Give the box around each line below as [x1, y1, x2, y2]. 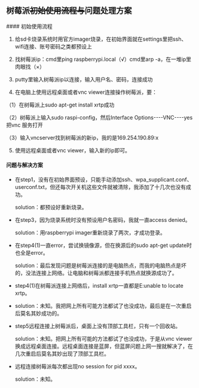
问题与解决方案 [6, 161, 43, 169]
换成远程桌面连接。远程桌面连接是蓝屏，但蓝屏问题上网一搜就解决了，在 [14, 343, 193, 350]
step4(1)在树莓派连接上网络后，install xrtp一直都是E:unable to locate [14, 282, 183, 289]
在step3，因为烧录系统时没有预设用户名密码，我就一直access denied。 [14, 216, 191, 224]
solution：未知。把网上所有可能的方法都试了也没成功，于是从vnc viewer [14, 335, 192, 343]
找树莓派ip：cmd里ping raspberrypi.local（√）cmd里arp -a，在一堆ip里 [14, 56, 191, 63]
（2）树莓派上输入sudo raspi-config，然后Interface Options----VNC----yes [6, 114, 193, 121]
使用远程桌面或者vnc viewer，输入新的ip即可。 [14, 146, 130, 154]
